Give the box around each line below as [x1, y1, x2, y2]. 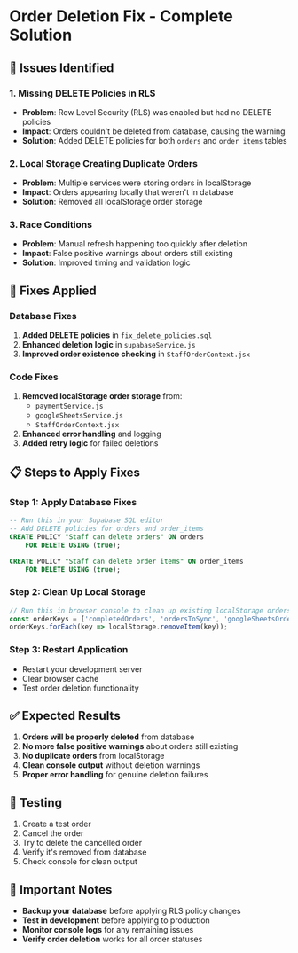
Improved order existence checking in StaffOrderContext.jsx [21, 348, 251, 360]
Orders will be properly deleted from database [21, 731, 195, 742]
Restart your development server [21, 663, 144, 675]
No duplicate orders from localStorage [21, 751, 165, 762]
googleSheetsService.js [35, 411, 124, 420]
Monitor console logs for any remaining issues [21, 925, 194, 935]
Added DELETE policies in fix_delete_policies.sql [21, 330, 213, 340]
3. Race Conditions [9, 219, 93, 231]
